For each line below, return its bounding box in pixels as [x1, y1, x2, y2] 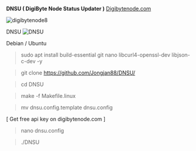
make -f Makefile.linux [20, 93, 76, 99]
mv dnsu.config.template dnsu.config [20, 104, 113, 111]
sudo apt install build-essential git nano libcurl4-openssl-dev [20, 51, 171, 58]
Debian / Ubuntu [6, 40, 46, 47]
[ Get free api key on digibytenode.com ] [6, 116, 106, 122]
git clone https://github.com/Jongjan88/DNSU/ [20, 69, 135, 76]
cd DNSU [20, 81, 44, 88]
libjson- [172, 51, 191, 58]
